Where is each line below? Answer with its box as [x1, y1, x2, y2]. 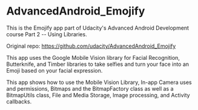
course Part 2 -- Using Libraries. [6, 30, 87, 37]
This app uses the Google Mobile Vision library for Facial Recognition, [6, 54, 180, 61]
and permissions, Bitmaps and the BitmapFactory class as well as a [6, 85, 174, 92]
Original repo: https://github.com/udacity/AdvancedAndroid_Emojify [6, 42, 176, 50]
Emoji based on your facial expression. [6, 66, 103, 74]
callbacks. [6, 98, 32, 105]
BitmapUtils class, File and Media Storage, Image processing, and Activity [6, 91, 190, 99]
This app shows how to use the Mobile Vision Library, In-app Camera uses [6, 79, 192, 86]
